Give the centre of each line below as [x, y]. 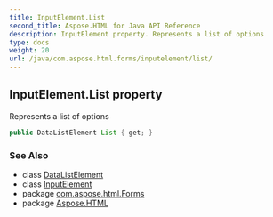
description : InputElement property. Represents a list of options [137, 34]
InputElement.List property [86, 95]
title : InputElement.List [57, 17]
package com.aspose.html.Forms [83, 193]
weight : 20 [29, 51]
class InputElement [57, 184]
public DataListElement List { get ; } [81, 133]
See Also [29, 155]
